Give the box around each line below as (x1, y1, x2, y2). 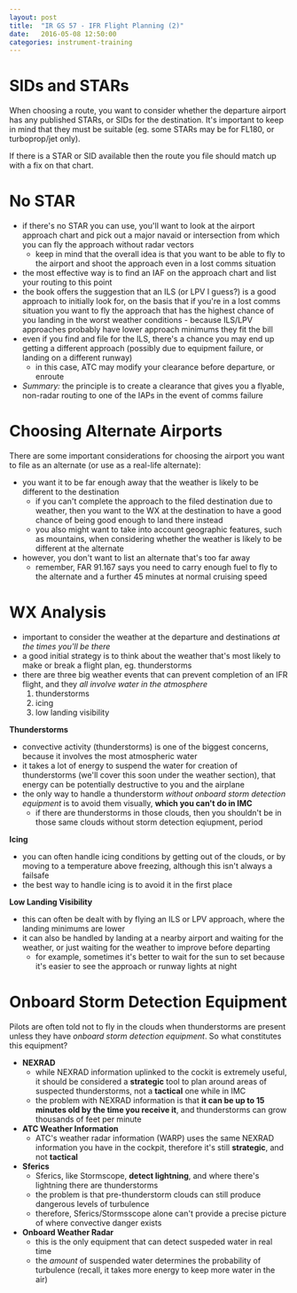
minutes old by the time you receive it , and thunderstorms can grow (35, 1104, 287, 1115)
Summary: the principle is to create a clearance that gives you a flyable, (21, 380, 285, 391)
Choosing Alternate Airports (9, 421, 223, 442)
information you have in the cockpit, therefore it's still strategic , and (35, 1141, 285, 1153)
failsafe (21, 870, 50, 881)
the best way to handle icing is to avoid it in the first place (21, 880, 233, 889)
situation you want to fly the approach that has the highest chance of (21, 305, 275, 316)
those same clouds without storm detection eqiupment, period (35, 817, 263, 827)
